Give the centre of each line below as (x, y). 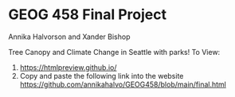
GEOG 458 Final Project (88, 15)
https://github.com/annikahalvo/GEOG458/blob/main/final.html (123, 84)
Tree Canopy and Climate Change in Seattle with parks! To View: (114, 52)
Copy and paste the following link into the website (102, 76)
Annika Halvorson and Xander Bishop (69, 37)
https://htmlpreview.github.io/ (68, 67)
